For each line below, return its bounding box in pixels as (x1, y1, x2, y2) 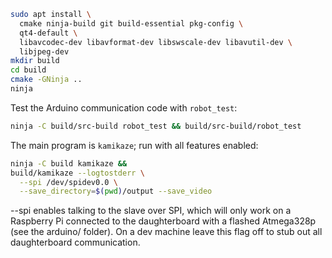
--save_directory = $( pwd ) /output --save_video (19, 186, 213, 197)
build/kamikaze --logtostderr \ (10, 168, 145, 178)
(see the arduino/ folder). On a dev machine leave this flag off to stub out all (10, 226, 323, 238)
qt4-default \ (19, 28, 78, 38)
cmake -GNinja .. (10, 75, 83, 85)
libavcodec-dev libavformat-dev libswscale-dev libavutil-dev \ (19, 37, 293, 47)
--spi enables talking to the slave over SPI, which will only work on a (10, 205, 292, 217)
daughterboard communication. (10, 236, 141, 249)
